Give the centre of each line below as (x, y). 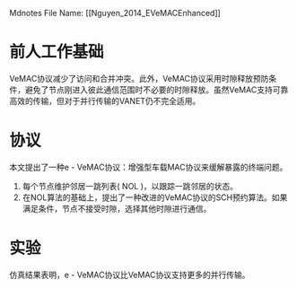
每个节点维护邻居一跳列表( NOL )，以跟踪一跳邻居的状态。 (130, 186)
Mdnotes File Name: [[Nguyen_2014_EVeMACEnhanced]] (115, 13)
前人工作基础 (57, 52)
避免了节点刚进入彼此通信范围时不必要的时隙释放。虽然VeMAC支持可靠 (157, 90)
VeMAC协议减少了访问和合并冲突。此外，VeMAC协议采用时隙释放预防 (139, 78)
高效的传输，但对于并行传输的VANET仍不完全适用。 (105, 100)
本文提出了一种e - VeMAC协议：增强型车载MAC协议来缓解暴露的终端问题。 (148, 167)
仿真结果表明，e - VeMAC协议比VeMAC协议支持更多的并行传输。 (130, 275)
